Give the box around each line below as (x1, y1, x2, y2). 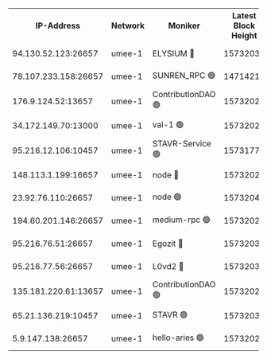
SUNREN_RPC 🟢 (152, 69, 216, 80)
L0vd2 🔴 (152, 261, 184, 271)
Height (231, 30, 257, 41)
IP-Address (35, 20, 81, 31)
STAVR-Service (152, 139, 212, 149)
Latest (231, 10, 257, 21)
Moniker (168, 20, 200, 31)
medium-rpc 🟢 (152, 214, 211, 225)
